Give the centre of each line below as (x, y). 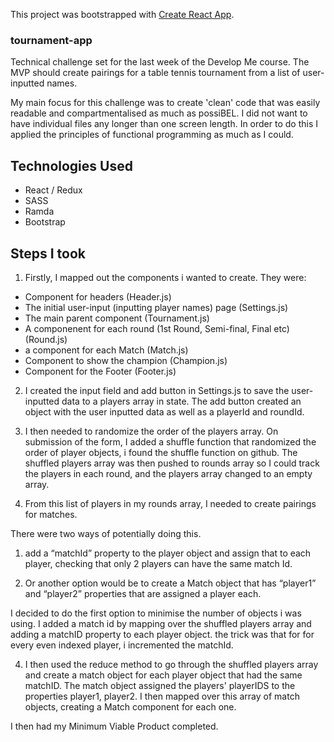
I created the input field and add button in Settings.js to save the (157, 390)
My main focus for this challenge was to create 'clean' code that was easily (165, 103)
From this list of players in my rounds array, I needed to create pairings (170, 503)
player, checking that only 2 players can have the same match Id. (158, 563)
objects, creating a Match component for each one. (130, 706)
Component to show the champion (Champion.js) (126, 360)
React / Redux (53, 190)
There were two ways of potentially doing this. (106, 533)
